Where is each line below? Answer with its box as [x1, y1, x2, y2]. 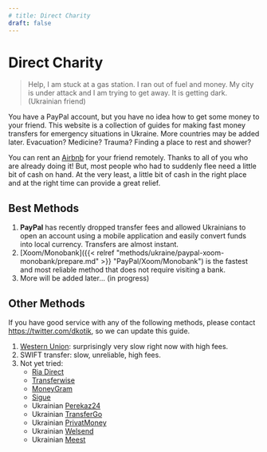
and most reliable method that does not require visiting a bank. [19, 265, 226, 275]
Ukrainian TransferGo [31, 410, 103, 419]
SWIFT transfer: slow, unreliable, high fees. [19, 350, 161, 360]
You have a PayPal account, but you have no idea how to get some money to [8, 112, 260, 122]
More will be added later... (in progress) [19, 273, 150, 283]
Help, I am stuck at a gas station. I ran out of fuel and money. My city [27, 80, 254, 89]
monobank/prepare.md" [19, 257, 100, 266]
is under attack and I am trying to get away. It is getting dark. [27, 88, 228, 98]
